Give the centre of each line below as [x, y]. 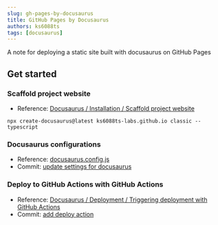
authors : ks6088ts [33, 26]
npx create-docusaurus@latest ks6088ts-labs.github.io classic [100, 121]
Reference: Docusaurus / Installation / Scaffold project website [106, 108]
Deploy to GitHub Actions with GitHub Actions [85, 184]
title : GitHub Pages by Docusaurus [58, 20]
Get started [32, 74]
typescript [23, 127]
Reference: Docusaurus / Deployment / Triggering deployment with [112, 200]
